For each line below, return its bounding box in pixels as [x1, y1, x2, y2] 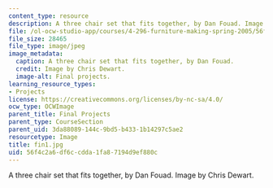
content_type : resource [8, 11, 89, 20]
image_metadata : [8, 50, 63, 58]
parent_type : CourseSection [8, 118, 104, 126]
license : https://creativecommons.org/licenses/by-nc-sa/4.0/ [8, 95, 223, 103]
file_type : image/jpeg [8, 42, 85, 50]
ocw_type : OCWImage [8, 103, 75, 111]
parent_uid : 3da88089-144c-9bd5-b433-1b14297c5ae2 [8, 125, 184, 133]
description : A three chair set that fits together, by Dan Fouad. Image [8, 20, 264, 28]
